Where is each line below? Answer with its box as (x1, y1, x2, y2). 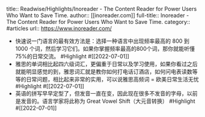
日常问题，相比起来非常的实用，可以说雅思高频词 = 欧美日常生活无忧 (26, 76, 199, 83)
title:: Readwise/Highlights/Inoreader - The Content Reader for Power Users (6, 6, 197, 12)
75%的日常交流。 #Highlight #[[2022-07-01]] (15, 53, 130, 60)
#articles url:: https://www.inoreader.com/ (6, 25, 112, 32)
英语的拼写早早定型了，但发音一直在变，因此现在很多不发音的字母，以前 (15, 90, 198, 97)
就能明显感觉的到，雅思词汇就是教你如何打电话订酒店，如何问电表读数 (15, 68, 193, 75)
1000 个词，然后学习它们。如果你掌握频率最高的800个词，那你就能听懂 (15, 45, 195, 52)
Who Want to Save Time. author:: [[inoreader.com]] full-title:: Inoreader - (6, 12, 189, 19)
